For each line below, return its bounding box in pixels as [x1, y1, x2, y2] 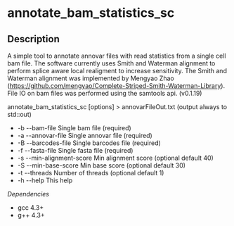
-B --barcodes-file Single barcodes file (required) [17, 139, 162, 147]
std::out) [7, 111, 32, 118]
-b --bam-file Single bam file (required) [17, 124, 131, 132]
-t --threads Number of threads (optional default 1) [17, 169, 164, 177]
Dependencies [7, 190, 49, 198]
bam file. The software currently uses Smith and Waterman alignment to [7, 59, 216, 68]
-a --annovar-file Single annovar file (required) [17, 132, 152, 139]
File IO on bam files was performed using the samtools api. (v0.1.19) [7, 89, 202, 97]
